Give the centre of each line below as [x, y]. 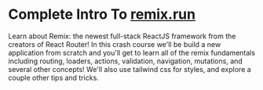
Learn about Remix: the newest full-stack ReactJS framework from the [122, 36]
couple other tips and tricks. [54, 77]
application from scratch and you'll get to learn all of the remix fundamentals [132, 52]
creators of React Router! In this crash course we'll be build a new [115, 44]
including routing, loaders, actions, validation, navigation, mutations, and [126, 61]
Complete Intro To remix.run [102, 14]
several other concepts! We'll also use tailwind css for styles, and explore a [130, 69]
